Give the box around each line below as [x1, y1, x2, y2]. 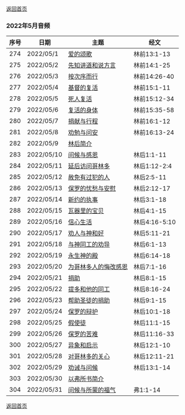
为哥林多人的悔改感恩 [68, 263, 128, 271]
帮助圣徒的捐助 [68, 296, 110, 305]
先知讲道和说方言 [68, 62, 116, 70]
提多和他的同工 [68, 285, 110, 294]
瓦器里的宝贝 [68, 207, 104, 215]
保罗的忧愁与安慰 [68, 185, 116, 193]
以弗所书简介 [68, 375, 104, 383]
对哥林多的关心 [68, 352, 110, 361]
